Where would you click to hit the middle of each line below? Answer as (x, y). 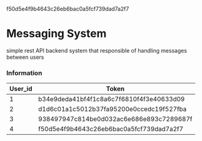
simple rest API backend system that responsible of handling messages (97, 50)
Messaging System (56, 34)
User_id (21, 89)
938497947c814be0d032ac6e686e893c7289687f (115, 119)
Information (24, 73)
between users (25, 57)
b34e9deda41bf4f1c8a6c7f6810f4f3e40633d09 (112, 99)
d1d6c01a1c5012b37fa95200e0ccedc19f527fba (113, 109)
